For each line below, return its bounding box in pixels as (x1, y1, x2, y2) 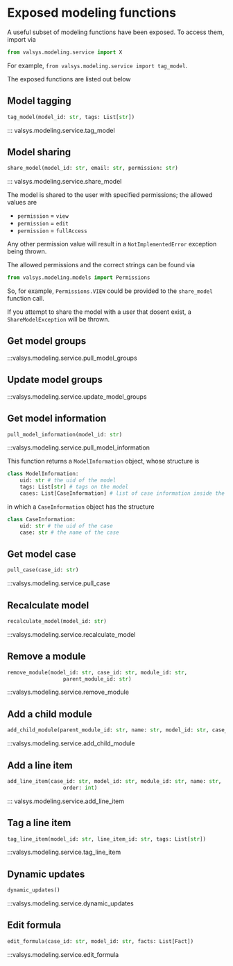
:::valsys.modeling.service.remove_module (7, 688, 130, 697)
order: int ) (62, 784, 98, 791)
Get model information (7, 413, 107, 425)
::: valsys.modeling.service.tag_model (7, 126, 116, 134)
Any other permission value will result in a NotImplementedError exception (7, 240, 217, 248)
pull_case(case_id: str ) (7, 567, 79, 573)
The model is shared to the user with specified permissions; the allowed (7, 191, 213, 199)
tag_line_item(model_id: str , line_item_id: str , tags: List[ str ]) (7, 835, 207, 843)
